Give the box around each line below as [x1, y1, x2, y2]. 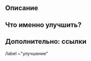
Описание [5, 4, 38, 12]
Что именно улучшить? [5, 21, 82, 29]
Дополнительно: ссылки [5, 37, 87, 46]
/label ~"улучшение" [5, 50, 48, 56]
